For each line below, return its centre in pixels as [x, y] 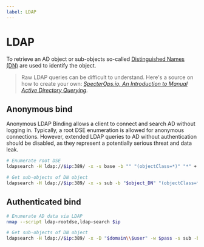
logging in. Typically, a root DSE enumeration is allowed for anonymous [95, 130]
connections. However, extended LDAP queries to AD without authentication [102, 137]
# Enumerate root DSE [34, 161]
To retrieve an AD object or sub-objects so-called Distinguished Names [96, 59]
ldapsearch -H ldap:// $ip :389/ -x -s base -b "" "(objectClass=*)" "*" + [102, 167]
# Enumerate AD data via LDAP [45, 216]
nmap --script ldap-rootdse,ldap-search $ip [63, 222]
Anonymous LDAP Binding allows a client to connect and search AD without [101, 124]
